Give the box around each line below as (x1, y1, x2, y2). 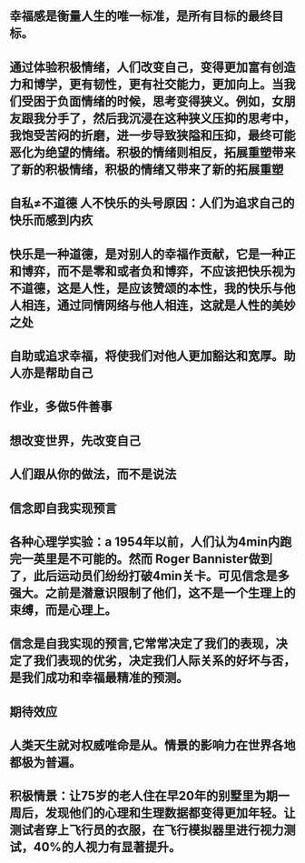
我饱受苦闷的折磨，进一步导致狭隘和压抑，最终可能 (9, 127, 296, 143)
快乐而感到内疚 (9, 213, 93, 228)
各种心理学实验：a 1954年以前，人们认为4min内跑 (9, 534, 292, 549)
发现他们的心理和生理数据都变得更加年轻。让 (44, 806, 296, 821)
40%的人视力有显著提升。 (33, 839, 182, 855)
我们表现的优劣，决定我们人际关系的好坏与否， (33, 653, 296, 668)
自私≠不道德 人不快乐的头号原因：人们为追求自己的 (9, 196, 295, 211)
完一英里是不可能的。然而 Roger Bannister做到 (9, 551, 272, 567)
